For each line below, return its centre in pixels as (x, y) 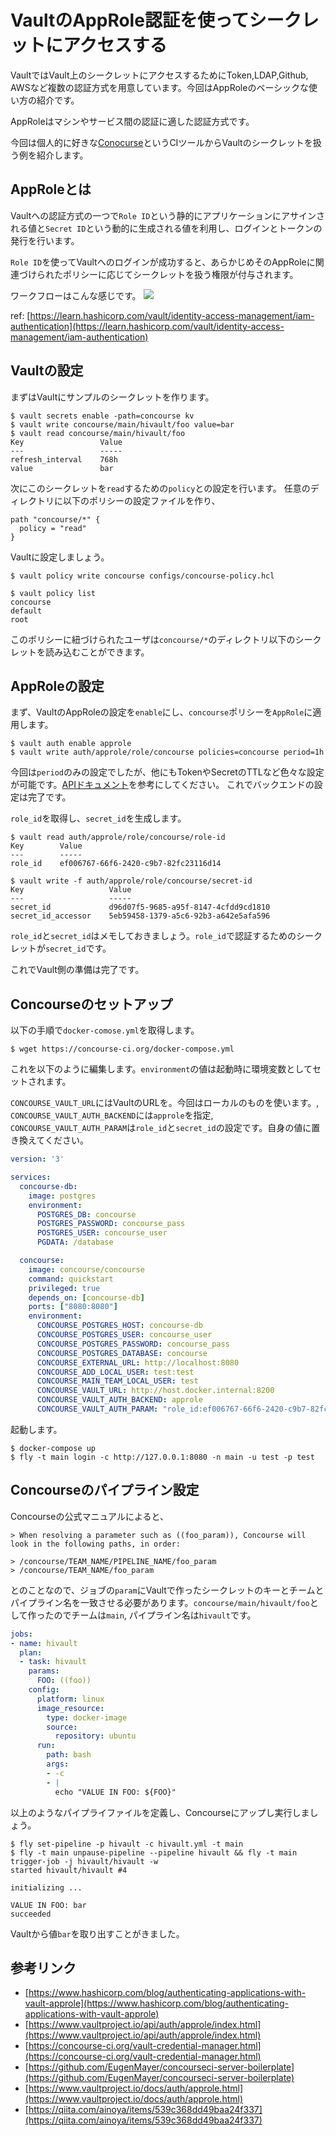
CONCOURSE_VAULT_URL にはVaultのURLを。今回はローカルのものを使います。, (165, 1103)
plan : (31, 1652)
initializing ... (46, 1887)
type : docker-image (87, 1717)
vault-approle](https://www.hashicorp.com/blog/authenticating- (157, 2003)
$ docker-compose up (53, 1448)
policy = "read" (53, 528)
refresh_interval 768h (64, 459)
